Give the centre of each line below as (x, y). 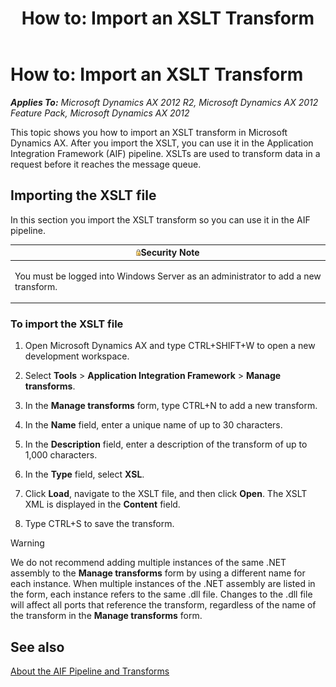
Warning (27, 543)
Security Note (170, 253)
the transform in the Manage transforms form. (106, 616)
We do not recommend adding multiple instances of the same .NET (148, 563)
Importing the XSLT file (83, 195)
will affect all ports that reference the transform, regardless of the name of (163, 605)
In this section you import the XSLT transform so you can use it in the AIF (160, 219)
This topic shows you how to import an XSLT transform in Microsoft (149, 132)
